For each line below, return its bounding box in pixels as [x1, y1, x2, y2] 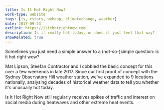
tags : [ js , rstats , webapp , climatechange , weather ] [5, 16, 117, 21]
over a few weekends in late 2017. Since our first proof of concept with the [5, 68, 158, 74]
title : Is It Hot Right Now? [5, 7, 66, 12]
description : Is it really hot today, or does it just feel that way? [5, 30, 155, 35]
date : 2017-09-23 [5, 21, 41, 26]
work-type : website [5, 12, 46, 17]
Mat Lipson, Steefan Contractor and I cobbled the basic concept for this [5, 63, 153, 69]
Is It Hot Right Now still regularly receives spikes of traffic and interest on [5, 94, 155, 100]
